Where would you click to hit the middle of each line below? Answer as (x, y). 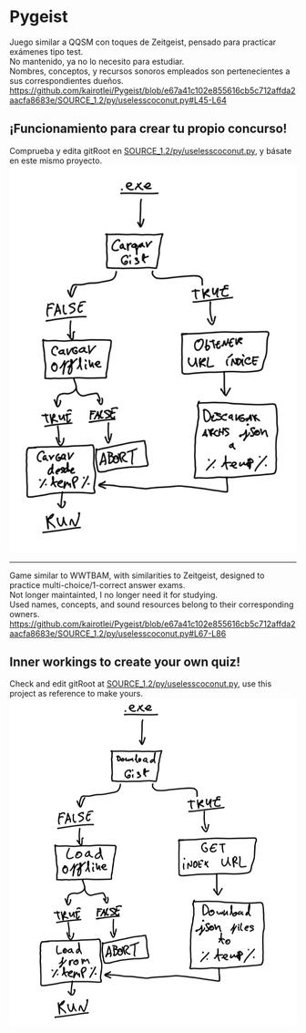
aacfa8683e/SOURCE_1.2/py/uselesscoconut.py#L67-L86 (118, 633)
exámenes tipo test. (46, 51)
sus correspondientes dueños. (67, 80)
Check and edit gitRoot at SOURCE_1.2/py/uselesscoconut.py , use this (141, 684)
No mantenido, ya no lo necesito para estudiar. (97, 61)
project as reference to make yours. (76, 694)
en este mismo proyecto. (56, 160)
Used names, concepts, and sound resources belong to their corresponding (152, 604)
